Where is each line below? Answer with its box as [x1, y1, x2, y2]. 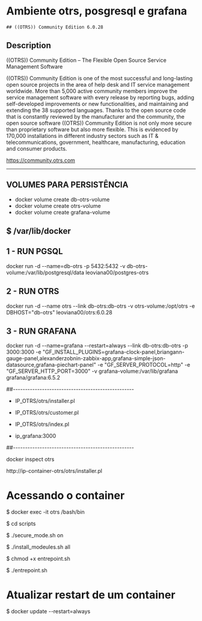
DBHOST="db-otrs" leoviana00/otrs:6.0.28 [6, 308, 113, 316]
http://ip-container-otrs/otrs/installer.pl [6, 467, 102, 475]
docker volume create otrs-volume [14, 202, 101, 209]
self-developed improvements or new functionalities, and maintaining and [6, 100, 189, 107]
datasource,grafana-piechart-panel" [6, 361, 96, 369]
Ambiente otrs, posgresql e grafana [6, 4, 188, 18]
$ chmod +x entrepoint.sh [6, 555, 71, 563]
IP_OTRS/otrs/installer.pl [14, 398, 75, 405]
